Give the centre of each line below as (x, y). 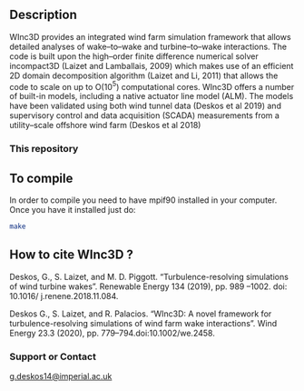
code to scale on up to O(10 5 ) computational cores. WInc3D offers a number (152, 85)
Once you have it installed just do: (73, 210)
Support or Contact (53, 356)
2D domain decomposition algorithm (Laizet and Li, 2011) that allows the (144, 75)
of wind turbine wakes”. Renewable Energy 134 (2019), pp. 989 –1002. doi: (148, 286)
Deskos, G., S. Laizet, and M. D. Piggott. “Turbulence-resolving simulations (149, 276)
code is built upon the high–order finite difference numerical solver (134, 56)
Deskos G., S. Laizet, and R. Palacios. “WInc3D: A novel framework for (141, 314)
